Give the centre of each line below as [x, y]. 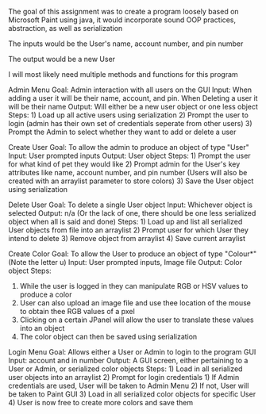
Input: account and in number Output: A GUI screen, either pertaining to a [128, 360]
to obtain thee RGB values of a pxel [77, 311]
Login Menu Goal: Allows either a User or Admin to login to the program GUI [132, 352]
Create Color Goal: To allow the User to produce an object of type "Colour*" [133, 254]
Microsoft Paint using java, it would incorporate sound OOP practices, [122, 20]
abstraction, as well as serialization [66, 28]
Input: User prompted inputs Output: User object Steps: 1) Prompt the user [130, 155]
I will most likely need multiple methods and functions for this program [123, 74]
